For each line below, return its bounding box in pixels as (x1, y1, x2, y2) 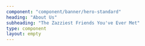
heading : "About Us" (6, 14, 58, 20)
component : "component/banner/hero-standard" (6, 8, 121, 15)
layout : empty (6, 31, 42, 37)
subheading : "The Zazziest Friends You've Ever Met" (6, 20, 140, 26)
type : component (6, 25, 47, 32)
